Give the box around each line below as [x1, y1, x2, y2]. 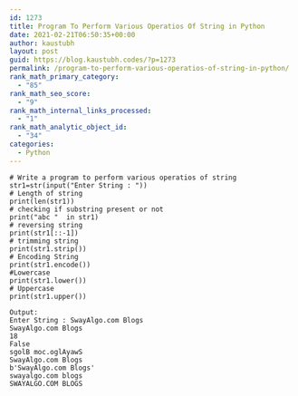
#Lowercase [9, 268, 51, 277]
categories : [9, 140, 54, 149]
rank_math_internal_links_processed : [9, 106, 152, 115]
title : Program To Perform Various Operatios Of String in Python [9, 22, 265, 31]
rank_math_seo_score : [9, 89, 91, 98]
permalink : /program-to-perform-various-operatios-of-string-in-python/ [9, 64, 290, 73]
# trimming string [9, 237, 79, 246]
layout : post [9, 47, 59, 56]
